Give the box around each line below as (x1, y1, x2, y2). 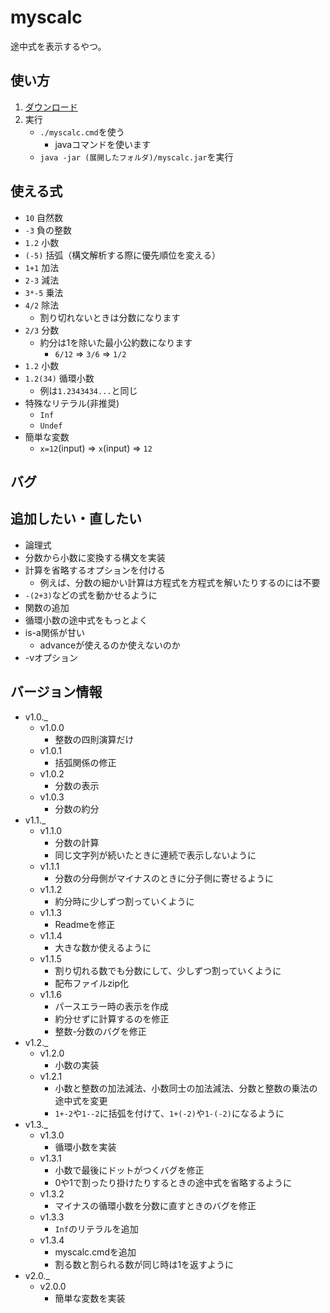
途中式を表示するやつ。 (10, 40, 107, 52)
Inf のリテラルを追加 (54, 1222, 139, 1235)
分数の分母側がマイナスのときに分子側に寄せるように (54, 872, 275, 884)
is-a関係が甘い (24, 626, 85, 638)
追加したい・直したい (10, 511, 142, 528)
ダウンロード (24, 101, 78, 113)
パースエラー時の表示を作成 (54, 1000, 169, 1012)
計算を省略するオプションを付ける (24, 564, 166, 576)
